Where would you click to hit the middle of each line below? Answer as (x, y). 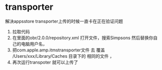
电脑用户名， (34, 44)
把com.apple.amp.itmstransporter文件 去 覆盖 (59, 50)
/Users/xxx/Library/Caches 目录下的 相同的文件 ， (63, 56)
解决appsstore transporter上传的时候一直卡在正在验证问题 (64, 21)
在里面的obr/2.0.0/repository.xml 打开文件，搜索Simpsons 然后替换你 (83, 38)
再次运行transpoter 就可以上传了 (45, 62)
